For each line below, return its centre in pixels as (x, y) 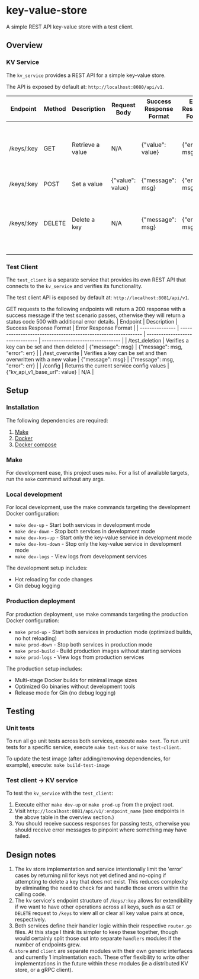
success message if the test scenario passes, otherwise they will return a (96, 315)
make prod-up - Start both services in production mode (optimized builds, (103, 632)
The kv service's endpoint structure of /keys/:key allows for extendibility (104, 901)
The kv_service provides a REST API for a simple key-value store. (86, 75)
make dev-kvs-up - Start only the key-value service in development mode (103, 538)
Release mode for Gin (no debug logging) (65, 692)
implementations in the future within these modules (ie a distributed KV (101, 964)
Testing (20, 711)
